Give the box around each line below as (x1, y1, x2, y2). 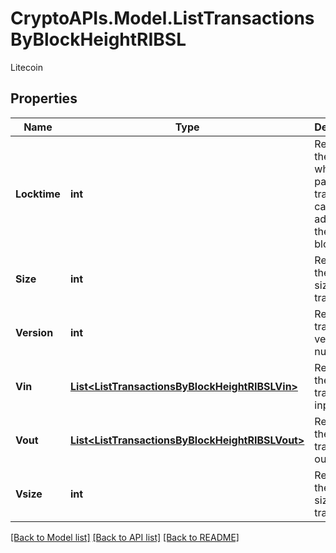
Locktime (15, 187, 61, 201)
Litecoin (10, 61, 43, 73)
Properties (10, 90, 78, 107)
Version (15, 325, 54, 339)
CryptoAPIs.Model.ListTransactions (10, 7, 315, 30)
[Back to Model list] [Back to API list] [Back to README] (10, 531, 240, 543)
